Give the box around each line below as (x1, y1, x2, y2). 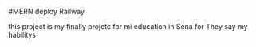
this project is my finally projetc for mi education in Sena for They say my (8, 22, 249, 31)
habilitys (8, 31, 36, 39)
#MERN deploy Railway (8, 7, 85, 16)
